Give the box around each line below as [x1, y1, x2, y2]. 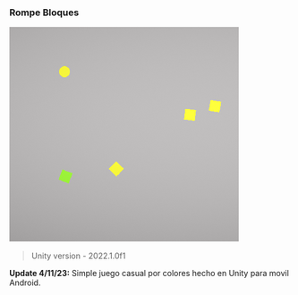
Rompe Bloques [9, 6, 80, 19]
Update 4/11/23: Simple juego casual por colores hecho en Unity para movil [9, 268, 289, 279]
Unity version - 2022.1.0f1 [30, 250, 126, 261]
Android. [9, 277, 41, 288]
